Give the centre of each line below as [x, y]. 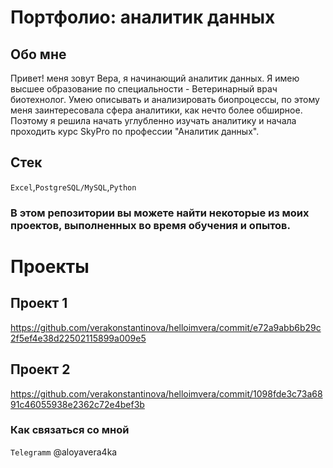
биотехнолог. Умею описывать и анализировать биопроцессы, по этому [165, 99]
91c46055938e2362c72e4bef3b [77, 404]
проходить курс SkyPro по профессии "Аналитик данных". [135, 131]
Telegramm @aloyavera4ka [64, 452]
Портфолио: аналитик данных [143, 17]
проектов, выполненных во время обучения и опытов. [151, 225]
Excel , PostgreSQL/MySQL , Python [73, 187]
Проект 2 [40, 369]
